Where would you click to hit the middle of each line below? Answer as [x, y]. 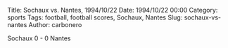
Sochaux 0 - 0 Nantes [39, 38]
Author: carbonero [55, 25]
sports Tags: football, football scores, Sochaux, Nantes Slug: [95, 17]
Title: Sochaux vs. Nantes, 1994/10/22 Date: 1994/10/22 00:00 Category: [113, 10]
